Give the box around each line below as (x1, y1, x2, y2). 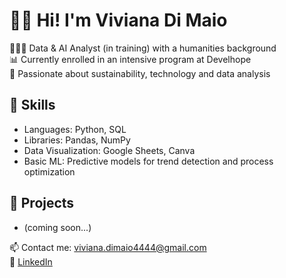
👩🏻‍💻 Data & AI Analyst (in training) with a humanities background (9, 42, 277, 54)
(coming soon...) (23, 221, 92, 233)
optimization (23, 165, 76, 178)
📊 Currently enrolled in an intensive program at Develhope (9, 53, 252, 65)
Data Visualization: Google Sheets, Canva (23, 144, 196, 156)
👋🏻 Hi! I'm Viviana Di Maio (9, 9, 228, 32)
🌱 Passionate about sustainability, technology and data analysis (9, 67, 271, 79)
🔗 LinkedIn (9, 255, 53, 268)
